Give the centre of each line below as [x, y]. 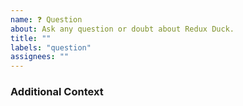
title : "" [31, 38]
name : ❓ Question [46, 19]
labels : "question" [51, 47]
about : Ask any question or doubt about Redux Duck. [122, 29]
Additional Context [57, 92]
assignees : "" [40, 57]
